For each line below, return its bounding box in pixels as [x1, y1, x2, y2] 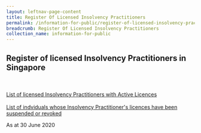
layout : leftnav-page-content [6, 8, 82, 15]
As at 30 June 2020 [6, 121, 56, 128]
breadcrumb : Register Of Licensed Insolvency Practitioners [6, 25, 160, 32]
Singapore [6, 62, 46, 72]
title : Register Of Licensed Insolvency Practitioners [6, 14, 146, 20]
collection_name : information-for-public [6, 31, 111, 37]
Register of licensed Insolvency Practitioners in [6, 53, 187, 63]
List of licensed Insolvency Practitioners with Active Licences [6, 91, 157, 98]
